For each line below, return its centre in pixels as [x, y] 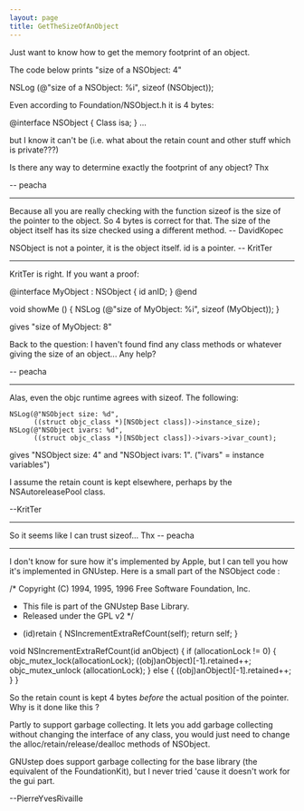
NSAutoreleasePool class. [57, 492]
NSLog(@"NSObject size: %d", [64, 414]
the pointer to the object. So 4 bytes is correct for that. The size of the [140, 220]
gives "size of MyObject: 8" [61, 327]
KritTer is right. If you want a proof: [75, 274]
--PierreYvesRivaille [46, 798]
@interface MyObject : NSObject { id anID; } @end [103, 291]
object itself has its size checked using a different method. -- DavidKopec [147, 230]
